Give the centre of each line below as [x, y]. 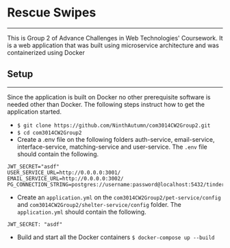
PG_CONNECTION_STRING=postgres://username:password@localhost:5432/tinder [116, 184]
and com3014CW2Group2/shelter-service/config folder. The [99, 204]
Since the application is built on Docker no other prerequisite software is [109, 97]
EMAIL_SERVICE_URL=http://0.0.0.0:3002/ [66, 178]
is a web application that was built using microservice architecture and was [113, 45]
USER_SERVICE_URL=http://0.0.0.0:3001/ [64, 173]
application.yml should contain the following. [81, 212]
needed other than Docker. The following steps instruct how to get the [106, 104]
